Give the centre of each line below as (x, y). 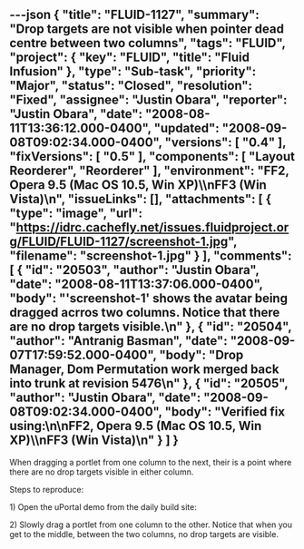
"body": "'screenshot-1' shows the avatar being (149, 299)
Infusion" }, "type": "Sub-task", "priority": (133, 72)
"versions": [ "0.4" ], (226, 143)
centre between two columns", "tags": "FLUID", (147, 43)
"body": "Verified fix (225, 412)
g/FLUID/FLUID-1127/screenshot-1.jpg (119, 242)
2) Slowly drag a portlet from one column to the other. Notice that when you (151, 524)
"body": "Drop (201, 355)
